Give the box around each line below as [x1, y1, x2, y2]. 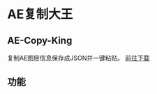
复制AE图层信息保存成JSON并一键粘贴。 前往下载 [7, 54, 150, 62]
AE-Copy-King [7, 34, 73, 46]
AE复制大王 [7, 6, 73, 22]
